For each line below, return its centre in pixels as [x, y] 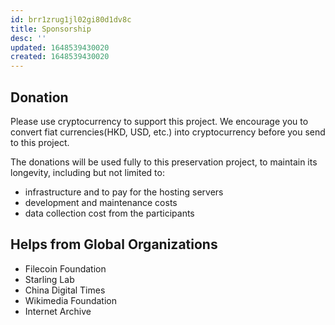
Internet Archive [58, 311]
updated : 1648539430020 [60, 47]
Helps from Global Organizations [114, 244]
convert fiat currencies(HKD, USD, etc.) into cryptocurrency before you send [168, 132]
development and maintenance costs [101, 202]
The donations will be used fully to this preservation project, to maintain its [164, 162]
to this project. [40, 142]
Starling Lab [49, 279]
